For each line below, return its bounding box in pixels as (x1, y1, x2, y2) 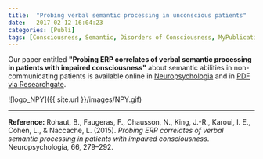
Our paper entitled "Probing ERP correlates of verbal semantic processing (8, 55, 252, 64)
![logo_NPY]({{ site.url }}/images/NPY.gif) (8, 95, 142, 104)
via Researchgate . (8, 80, 67, 89)
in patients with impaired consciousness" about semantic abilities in (8, 63, 232, 73)
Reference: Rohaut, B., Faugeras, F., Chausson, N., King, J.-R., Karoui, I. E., (8, 117, 251, 127)
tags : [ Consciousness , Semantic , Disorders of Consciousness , (8, 33, 215, 42)
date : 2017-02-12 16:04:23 (8, 19, 103, 27)
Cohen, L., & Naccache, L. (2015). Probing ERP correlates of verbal (8, 126, 225, 136)
